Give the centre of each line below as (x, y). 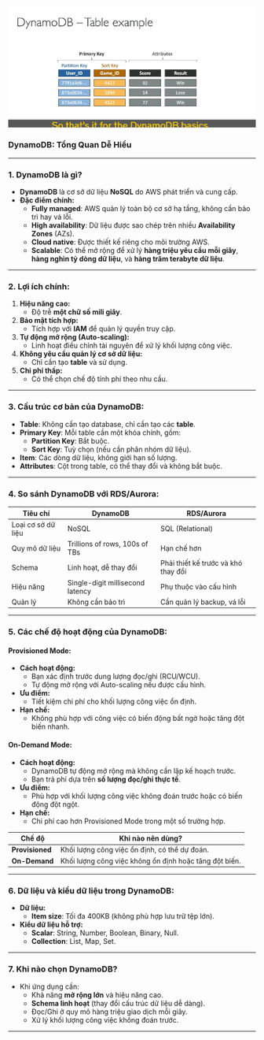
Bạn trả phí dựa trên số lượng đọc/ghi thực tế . (106, 779)
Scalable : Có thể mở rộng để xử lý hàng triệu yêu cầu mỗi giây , (134, 251)
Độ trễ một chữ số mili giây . (77, 312)
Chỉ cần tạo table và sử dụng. (79, 362)
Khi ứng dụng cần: (49, 986)
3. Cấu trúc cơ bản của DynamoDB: (76, 407)
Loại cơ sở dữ (33, 524)
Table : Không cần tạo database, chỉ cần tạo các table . (108, 424)
